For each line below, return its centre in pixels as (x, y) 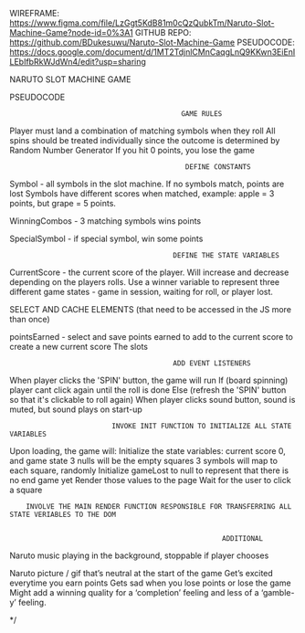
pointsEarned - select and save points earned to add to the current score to (152, 337)
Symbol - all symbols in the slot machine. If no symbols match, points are (147, 184)
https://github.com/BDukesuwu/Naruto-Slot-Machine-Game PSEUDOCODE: (152, 42)
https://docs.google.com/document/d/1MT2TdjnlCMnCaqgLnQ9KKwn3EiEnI (152, 52)
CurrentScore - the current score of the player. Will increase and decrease (149, 272)
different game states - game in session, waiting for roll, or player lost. (142, 292)
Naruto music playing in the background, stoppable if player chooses (139, 555)
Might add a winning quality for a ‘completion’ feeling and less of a (134, 592)
